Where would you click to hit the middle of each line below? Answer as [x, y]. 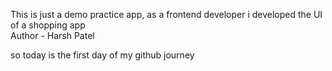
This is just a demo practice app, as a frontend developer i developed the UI [166, 14]
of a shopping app [48, 25]
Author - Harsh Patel [52, 35]
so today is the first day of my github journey [102, 55]
